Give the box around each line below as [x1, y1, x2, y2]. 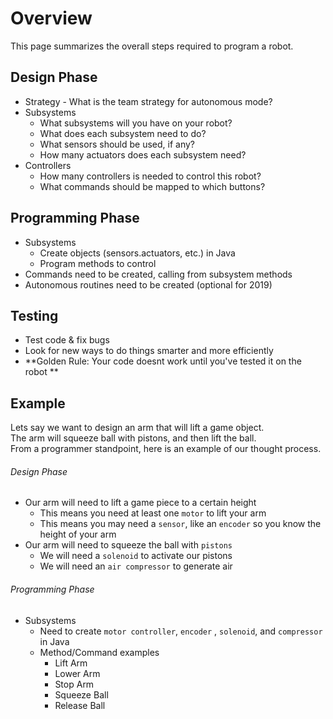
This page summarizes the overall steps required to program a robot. [10, 40, 294, 52]
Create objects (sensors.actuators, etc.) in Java [39, 247, 236, 259]
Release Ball [54, 699, 106, 711]
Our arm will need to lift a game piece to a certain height [24, 497, 257, 509]
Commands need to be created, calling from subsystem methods [24, 268, 293, 280]
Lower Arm [54, 667, 101, 679]
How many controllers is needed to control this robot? [39, 170, 262, 182]
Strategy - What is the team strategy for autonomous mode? [24, 95, 273, 107]
